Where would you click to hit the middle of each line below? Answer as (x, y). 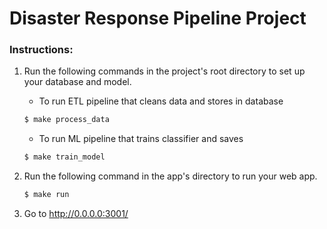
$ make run (46, 195)
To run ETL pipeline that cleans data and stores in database (161, 101)
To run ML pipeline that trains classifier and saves (141, 139)
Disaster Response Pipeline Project (158, 18)
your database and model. (77, 82)
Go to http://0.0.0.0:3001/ (76, 214)
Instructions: (41, 50)
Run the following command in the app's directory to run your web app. (170, 176)
